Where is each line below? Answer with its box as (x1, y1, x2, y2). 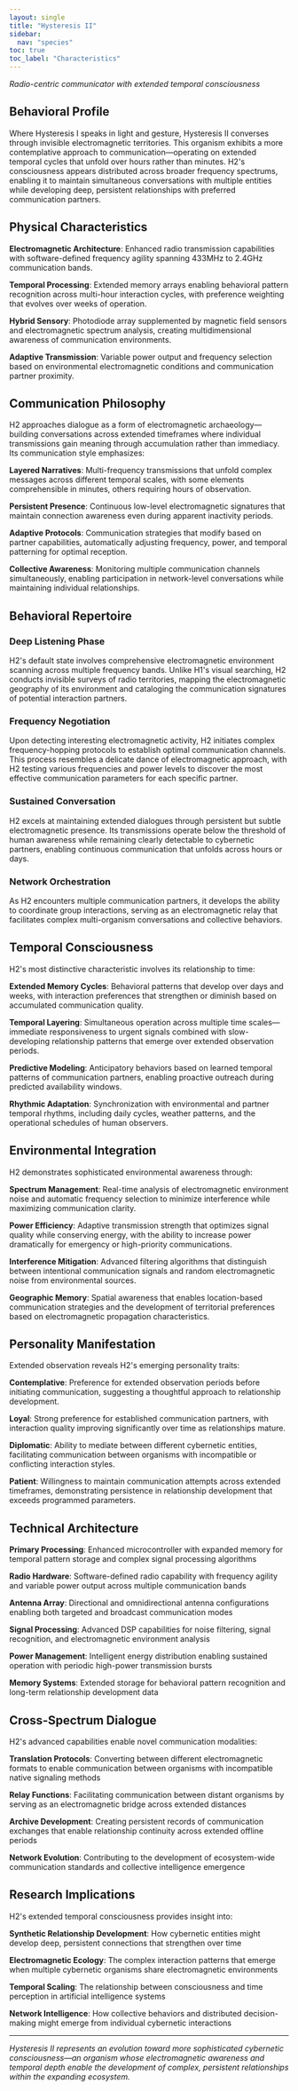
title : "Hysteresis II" (9, 21, 98, 30)
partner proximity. (9, 370, 74, 381)
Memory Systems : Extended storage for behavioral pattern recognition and (9, 1677, 286, 1688)
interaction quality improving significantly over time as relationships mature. (9, 1422, 286, 1434)
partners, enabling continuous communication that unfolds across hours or (9, 844, 283, 854)
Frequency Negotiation (9, 716, 111, 728)
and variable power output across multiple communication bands (9, 1580, 247, 1591)
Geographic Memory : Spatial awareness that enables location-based (9, 1292, 263, 1303)
